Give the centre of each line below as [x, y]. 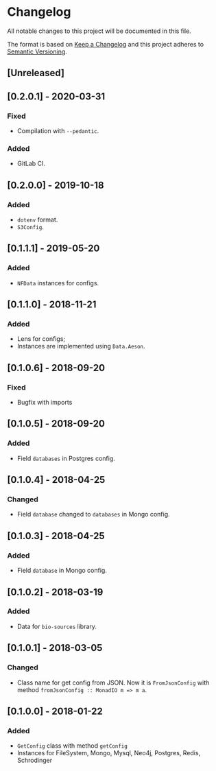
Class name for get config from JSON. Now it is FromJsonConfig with [113, 683]
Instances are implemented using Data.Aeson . [81, 346]
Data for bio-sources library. [57, 626]
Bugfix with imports [45, 403]
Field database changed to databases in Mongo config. [93, 514]
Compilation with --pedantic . [58, 131]
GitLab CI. [31, 164]
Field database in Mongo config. [62, 571]
